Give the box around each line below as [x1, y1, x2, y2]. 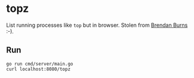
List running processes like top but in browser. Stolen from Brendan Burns [6, 21, 188, 29]
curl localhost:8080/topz [6, 66, 70, 72]
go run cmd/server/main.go [6, 61, 73, 67]
